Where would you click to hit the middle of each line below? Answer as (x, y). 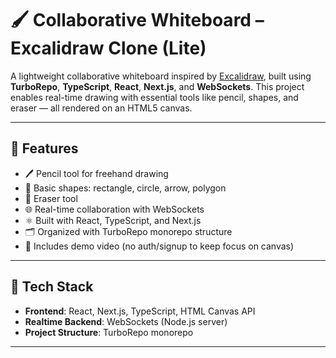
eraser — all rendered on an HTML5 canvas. (101, 108)
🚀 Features (44, 148)
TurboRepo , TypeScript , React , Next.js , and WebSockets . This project (157, 86)
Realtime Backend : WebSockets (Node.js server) (126, 321)
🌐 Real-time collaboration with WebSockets (114, 209)
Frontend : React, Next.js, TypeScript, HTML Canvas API (140, 311)
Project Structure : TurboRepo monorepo (109, 332)
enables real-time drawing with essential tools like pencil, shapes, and (154, 97)
